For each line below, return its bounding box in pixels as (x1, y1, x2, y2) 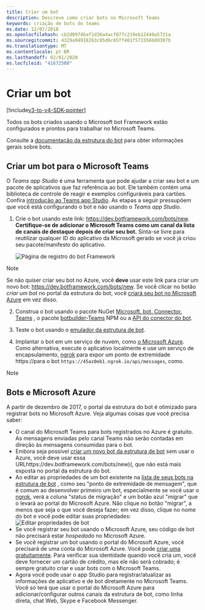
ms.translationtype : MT (6, 43, 67, 50)
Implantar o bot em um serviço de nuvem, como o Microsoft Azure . (15, 338, 185, 345)
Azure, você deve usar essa (15, 454, 86, 461)
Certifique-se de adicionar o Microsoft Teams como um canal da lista (15, 221, 195, 229)
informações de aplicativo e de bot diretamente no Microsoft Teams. (15, 578, 188, 585)
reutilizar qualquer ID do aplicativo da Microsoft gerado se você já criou (15, 235, 196, 242)
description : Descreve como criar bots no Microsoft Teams (6, 15, 160, 21)
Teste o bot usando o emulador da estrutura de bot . (15, 326, 146, 334)
